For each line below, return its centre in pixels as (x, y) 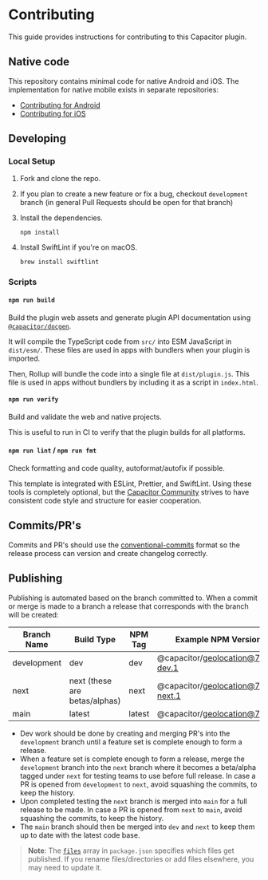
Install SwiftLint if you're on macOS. (79, 247)
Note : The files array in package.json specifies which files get (131, 850)
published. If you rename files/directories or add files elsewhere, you (141, 858)
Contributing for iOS (53, 113)
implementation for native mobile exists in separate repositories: (114, 89)
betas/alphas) (95, 700)
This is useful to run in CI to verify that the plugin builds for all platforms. (127, 432)
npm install (39, 233)
